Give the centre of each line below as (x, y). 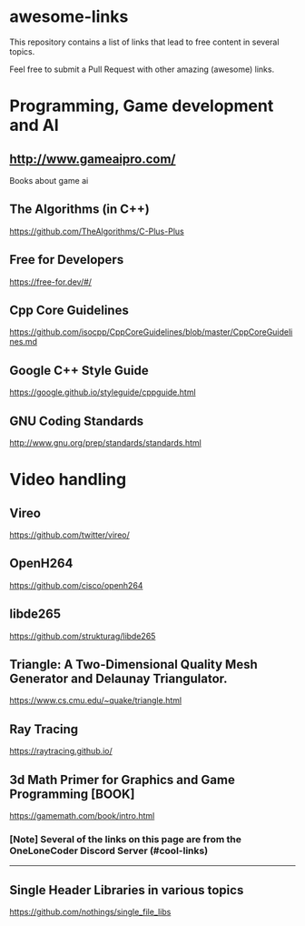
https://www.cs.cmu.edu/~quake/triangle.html (96, 700)
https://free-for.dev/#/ (51, 282)
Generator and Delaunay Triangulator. (119, 679)
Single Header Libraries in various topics (127, 890)
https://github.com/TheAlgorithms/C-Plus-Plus (97, 231)
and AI (34, 126)
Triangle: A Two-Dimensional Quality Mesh (134, 664)
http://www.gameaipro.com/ (93, 159)
